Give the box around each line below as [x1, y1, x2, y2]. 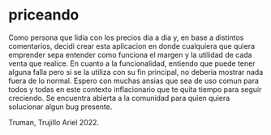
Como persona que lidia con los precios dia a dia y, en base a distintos [8, 33, 244, 42]
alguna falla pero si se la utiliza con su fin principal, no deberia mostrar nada [8, 67, 264, 76]
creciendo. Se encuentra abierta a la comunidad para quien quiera [8, 93, 230, 102]
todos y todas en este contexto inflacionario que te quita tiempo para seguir [8, 84, 262, 94]
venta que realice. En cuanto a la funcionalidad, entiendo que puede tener [8, 59, 256, 68]
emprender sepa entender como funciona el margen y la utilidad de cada [8, 50, 252, 59]
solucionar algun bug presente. [8, 102, 113, 111]
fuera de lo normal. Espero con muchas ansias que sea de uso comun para [8, 76, 260, 85]
